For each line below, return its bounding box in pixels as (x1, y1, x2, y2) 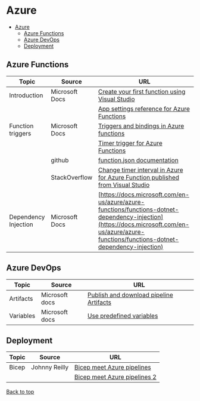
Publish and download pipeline (87, 291, 174, 299)
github (51, 156, 69, 164)
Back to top (6, 388, 35, 396)
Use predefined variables (87, 311, 158, 320)
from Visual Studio (98, 180, 150, 189)
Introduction (9, 91, 43, 99)
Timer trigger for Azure (98, 138, 162, 147)
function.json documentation (98, 156, 179, 164)
